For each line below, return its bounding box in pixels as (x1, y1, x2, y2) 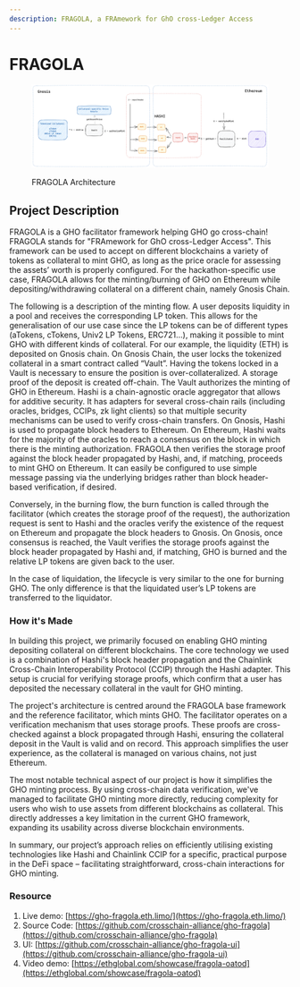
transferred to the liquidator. (9, 592, 112, 603)
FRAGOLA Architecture (31, 177, 116, 188)
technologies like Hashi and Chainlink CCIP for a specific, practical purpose (9, 848, 287, 859)
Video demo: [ (21, 957, 75, 968)
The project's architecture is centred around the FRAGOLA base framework (9, 700, 287, 710)
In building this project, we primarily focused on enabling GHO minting (9, 635, 268, 646)
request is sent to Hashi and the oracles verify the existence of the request (9, 518, 284, 529)
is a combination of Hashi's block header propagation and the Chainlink (9, 654, 272, 665)
